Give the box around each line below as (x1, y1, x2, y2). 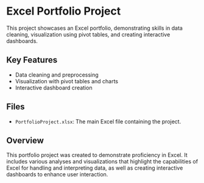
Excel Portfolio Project (6, 4, 121, 18)
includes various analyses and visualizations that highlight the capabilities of (6, 158, 199, 165)
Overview (6, 135, 44, 145)
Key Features (6, 55, 58, 65)
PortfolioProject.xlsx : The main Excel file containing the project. (15, 117, 181, 125)
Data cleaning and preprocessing (15, 71, 99, 78)
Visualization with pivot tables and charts (15, 77, 119, 85)
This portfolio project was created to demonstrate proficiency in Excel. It (6, 151, 188, 159)
